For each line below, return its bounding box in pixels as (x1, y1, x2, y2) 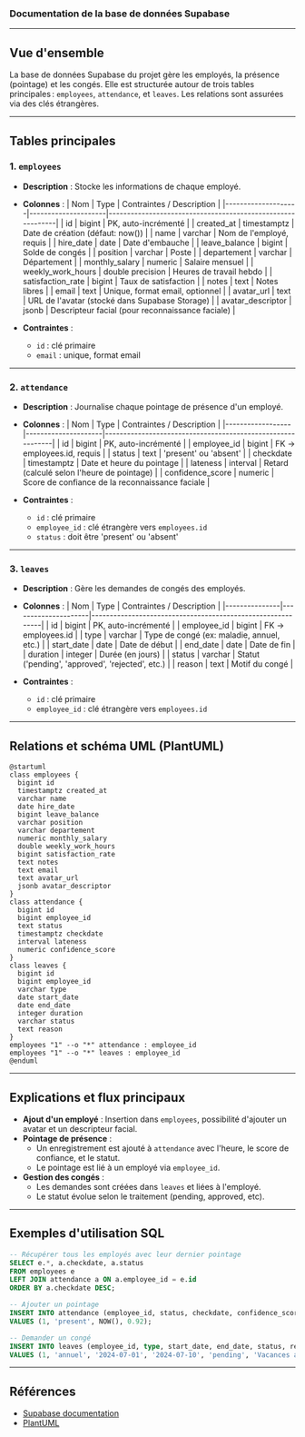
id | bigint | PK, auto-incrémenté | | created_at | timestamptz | (64, 217, 295, 229)
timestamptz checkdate (17, 929, 103, 938)
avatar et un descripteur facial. (22, 1124, 138, 1135)
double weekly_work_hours (17, 842, 116, 851)
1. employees (9, 160, 62, 173)
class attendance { (9, 897, 84, 907)
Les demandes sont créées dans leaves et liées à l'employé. (35, 1182, 261, 1193)
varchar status (17, 1016, 75, 1026)
